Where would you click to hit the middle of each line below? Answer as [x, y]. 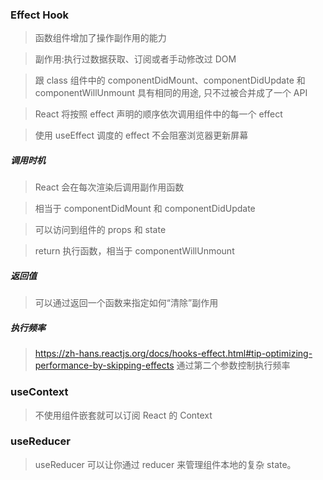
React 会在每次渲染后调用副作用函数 [109, 187]
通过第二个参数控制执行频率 [233, 365]
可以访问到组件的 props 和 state [100, 230]
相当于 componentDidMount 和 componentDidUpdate [145, 209]
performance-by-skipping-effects [104, 365]
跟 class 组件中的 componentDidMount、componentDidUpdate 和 [170, 80]
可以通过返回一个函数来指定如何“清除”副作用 [126, 303]
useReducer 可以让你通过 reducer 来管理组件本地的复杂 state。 [165, 464]
